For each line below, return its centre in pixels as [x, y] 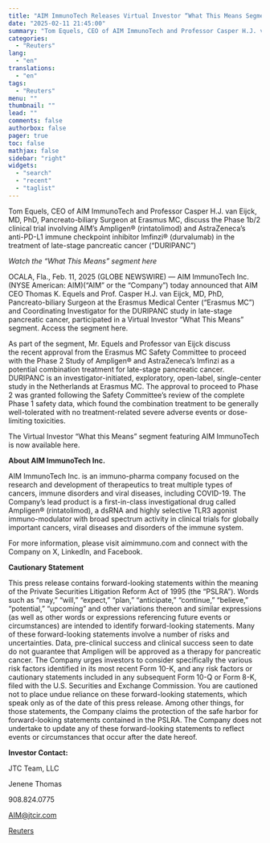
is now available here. [44, 445]
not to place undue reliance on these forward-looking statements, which [128, 694]
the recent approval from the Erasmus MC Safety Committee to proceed [127, 352]
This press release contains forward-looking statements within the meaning [133, 583]
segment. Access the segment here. [68, 328]
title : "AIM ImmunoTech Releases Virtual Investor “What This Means [125, 16]
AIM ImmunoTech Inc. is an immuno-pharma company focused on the [124, 475]
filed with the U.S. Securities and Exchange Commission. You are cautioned [133, 685]
